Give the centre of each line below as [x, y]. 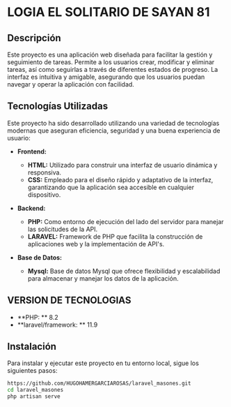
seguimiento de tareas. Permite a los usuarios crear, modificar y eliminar [111, 62]
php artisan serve [34, 397]
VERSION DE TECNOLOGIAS [69, 301]
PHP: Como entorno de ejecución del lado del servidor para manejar [126, 221]
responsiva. [44, 172]
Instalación [32, 347]
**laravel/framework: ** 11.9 [57, 325]
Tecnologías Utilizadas [58, 106]
